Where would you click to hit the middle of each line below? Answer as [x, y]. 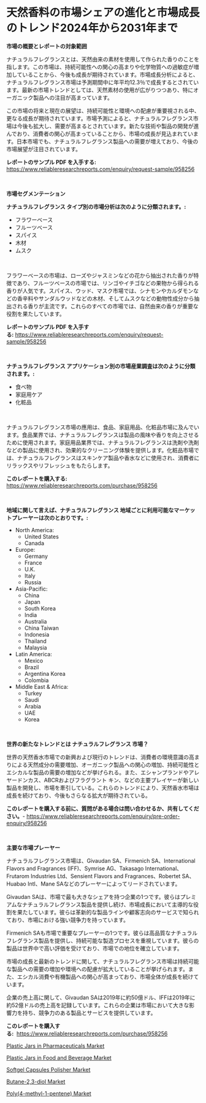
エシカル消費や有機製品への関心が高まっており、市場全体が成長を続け [105, 976]
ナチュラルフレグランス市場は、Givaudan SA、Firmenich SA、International [101, 860]
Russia [33, 582]
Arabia [33, 706]
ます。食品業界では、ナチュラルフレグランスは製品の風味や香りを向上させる [103, 434]
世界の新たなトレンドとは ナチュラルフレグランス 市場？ [78, 744]
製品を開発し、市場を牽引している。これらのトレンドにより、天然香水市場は [103, 788]
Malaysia [36, 647]
